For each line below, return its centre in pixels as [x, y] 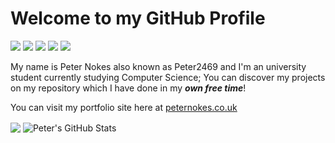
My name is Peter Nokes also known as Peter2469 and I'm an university [158, 66]
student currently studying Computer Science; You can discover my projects [168, 77]
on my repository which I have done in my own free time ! [128, 88]
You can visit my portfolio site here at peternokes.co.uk [124, 107]
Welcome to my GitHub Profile [138, 18]
